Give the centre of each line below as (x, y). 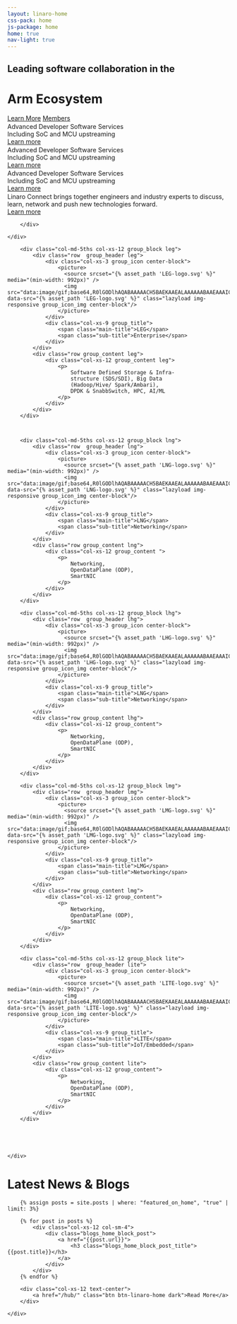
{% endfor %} (39, 1277)
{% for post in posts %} (56, 1221)
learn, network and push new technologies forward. (83, 204)
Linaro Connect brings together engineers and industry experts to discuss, (116, 197)
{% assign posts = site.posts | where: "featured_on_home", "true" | (124, 1203)
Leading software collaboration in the (91, 69)
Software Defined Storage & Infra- (122, 373)
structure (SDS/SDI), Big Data (116, 379)
